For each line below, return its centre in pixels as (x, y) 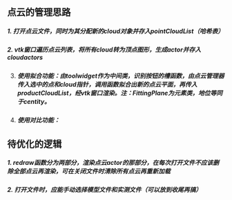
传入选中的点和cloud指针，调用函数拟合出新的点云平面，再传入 (107, 84)
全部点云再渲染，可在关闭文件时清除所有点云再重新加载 (91, 171)
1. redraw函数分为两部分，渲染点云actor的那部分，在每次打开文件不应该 (110, 163)
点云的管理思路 (39, 12)
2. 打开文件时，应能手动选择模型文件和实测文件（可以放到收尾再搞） (105, 190)
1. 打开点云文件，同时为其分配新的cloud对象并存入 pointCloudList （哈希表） (116, 31)
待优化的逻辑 (35, 144)
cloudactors (25, 58)
